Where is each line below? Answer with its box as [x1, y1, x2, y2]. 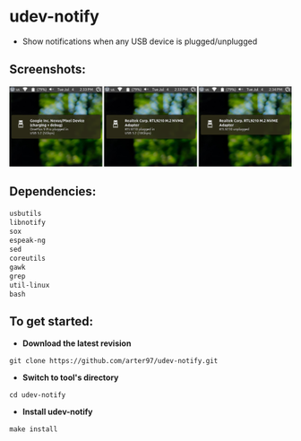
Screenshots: [9, 62, 87, 77]
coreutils [9, 254, 47, 263]
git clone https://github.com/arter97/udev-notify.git [9, 356, 219, 365]
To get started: [9, 314, 94, 329]
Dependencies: [9, 184, 97, 199]
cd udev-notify [9, 390, 66, 400]
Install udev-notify [21, 406, 93, 417]
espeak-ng [9, 236, 47, 245]
